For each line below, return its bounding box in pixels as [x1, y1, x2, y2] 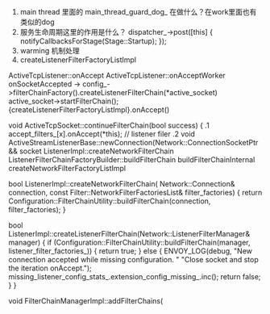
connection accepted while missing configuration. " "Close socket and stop [8, 255, 260, 264]
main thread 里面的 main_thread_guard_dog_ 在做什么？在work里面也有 [19, 7, 257, 16]
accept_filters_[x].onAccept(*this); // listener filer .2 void [8, 129, 196, 139]
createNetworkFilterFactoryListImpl [8, 164, 127, 173]
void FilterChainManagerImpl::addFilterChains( [8, 296, 164, 305]
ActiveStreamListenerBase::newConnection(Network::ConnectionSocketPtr [8, 138, 259, 147]
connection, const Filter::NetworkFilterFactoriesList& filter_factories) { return [8, 188, 263, 197]
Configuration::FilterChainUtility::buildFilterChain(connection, [8, 196, 211, 206]
